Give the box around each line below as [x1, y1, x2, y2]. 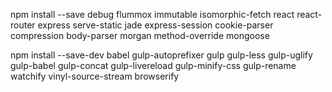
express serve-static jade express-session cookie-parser [37, 19, 274, 31]
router [10, 19, 36, 31]
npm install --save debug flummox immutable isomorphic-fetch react [10, 9, 295, 20]
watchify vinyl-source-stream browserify [10, 70, 180, 82]
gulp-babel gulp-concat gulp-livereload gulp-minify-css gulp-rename [10, 60, 297, 71]
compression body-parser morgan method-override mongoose [10, 30, 270, 41]
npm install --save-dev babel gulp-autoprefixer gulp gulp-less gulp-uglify [10, 49, 313, 61]
